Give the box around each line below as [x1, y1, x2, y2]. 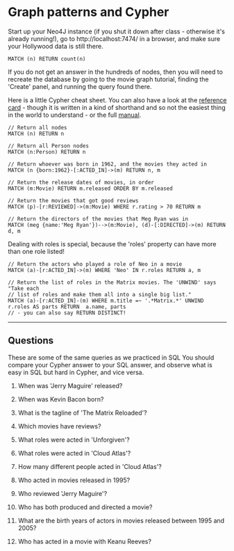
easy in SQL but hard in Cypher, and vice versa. [8, 368, 144, 376]
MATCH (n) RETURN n [8, 130, 65, 137]
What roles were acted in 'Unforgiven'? [17, 436, 131, 444]
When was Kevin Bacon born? [17, 394, 104, 404]
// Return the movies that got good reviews [8, 197, 139, 204]
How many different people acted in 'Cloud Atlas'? [17, 462, 162, 470]
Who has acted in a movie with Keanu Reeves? [17, 537, 152, 545]
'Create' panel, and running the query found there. [8, 82, 152, 90]
